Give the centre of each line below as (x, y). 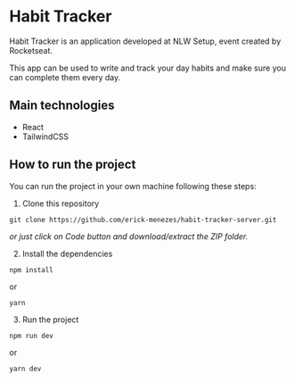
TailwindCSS (45, 137)
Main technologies (62, 106)
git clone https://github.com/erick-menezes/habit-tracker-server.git (143, 220)
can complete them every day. (65, 77)
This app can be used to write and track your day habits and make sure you (148, 68)
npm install (31, 270)
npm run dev (31, 336)
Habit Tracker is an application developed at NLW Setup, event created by (145, 41)
